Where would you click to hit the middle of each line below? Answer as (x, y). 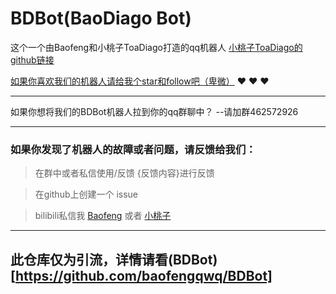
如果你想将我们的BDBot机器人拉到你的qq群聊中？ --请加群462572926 (154, 111)
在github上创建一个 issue (86, 194)
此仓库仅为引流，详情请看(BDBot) (114, 259)
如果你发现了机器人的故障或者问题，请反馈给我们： (133, 149)
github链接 (32, 59)
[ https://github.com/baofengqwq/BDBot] (141, 275)
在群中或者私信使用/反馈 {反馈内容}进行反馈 (124, 173)
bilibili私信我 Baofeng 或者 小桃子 (103, 216)
